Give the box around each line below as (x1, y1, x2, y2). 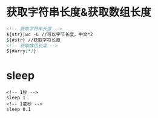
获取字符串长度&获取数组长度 (6, 5, 151, 19)
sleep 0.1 (6, 107, 31, 113)
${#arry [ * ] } (6, 48, 36, 54)
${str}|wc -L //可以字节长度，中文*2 (6, 31, 93, 37)
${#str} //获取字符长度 (6, 37, 61, 43)
